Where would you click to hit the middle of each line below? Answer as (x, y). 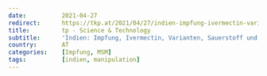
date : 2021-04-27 (53, 15)
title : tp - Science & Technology (79, 30)
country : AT (39, 45)
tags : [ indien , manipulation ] (74, 60)
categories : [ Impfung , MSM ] (60, 52)
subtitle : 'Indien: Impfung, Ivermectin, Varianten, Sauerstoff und (133, 38)
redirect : (25, 23)
